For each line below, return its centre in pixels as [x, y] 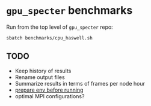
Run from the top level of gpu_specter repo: [60, 27]
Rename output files [40, 77]
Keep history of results [43, 71]
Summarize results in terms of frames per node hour [80, 83]
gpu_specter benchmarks [69, 10]
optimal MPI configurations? [50, 96]
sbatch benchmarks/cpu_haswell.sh [50, 38]
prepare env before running [49, 90]
